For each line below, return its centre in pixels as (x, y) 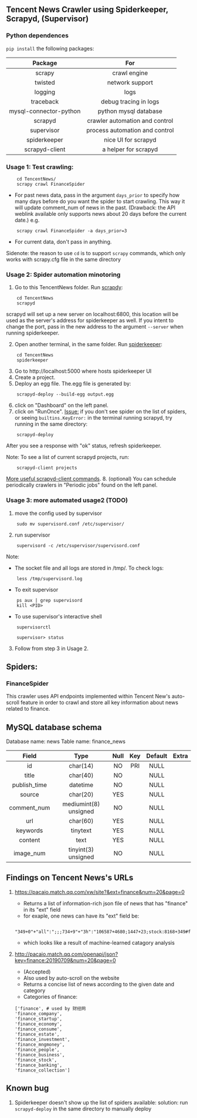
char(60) (81, 821)
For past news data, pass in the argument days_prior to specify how (97, 195)
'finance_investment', (42, 1039)
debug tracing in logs (130, 101)
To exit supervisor (36, 590)
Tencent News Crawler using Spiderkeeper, (87, 10)
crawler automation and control (130, 120)
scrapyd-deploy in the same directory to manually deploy (83, 1109)
